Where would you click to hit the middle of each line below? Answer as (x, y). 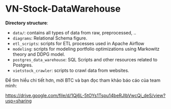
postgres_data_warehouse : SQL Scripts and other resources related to (85, 59)
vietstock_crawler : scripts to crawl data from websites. (71, 70)
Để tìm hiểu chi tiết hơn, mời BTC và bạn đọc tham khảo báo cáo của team (83, 80)
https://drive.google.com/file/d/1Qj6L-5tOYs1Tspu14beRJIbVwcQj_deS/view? (85, 95)
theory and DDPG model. (39, 54)
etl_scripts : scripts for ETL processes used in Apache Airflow (78, 43)
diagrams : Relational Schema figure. (50, 38)
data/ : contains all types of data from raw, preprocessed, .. (74, 32)
